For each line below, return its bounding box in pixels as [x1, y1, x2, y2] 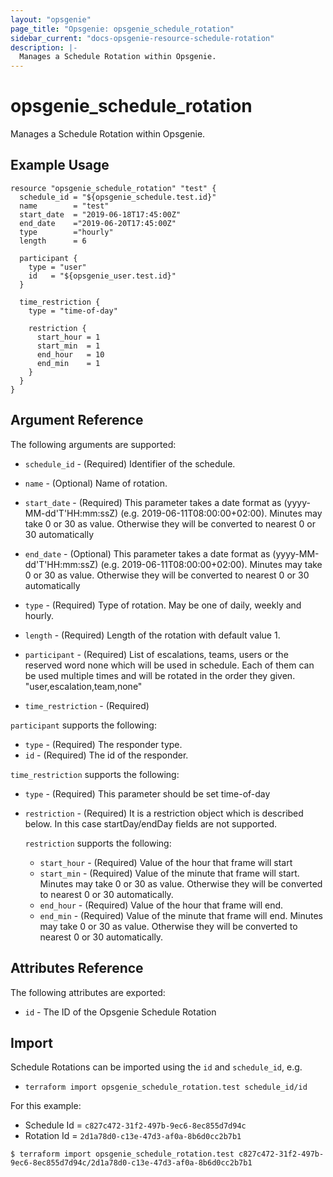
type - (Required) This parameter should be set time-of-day [24, 787, 271, 800]
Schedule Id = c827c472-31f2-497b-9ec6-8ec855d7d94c [24, 1119, 247, 1131]
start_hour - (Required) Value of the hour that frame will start [39, 856, 293, 868]
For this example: [10, 1100, 82, 1112]
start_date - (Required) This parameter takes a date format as [24, 496, 282, 508]
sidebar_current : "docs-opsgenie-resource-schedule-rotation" [10, 33, 275, 43]
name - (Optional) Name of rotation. [24, 477, 168, 489]
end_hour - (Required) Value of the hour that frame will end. [39, 899, 284, 911]
